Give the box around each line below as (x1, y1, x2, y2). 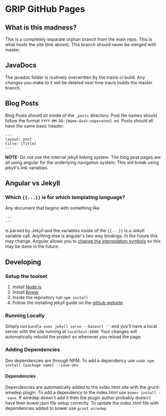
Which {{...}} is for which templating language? (5, 194, 125, 201)
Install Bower (12, 289, 39, 295)
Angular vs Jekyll (5, 179, 60, 188)
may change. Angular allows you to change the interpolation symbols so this (5, 238, 161, 244)
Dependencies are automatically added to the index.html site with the (5, 384, 147, 390)
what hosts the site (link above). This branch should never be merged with (5, 42, 157, 48)
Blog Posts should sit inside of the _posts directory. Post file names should (5, 112, 158, 118)
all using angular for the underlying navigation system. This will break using (5, 159, 160, 165)
